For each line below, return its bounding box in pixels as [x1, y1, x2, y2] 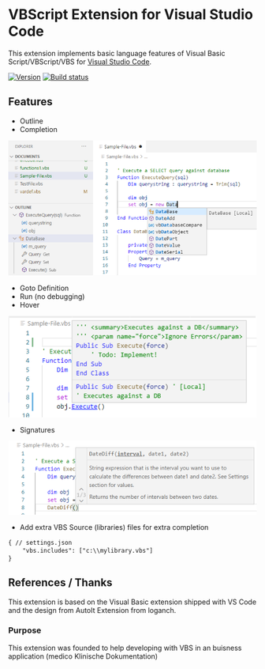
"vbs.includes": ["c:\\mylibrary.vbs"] [22, 546, 154, 554]
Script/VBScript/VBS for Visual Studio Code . [8, 57, 152, 66]
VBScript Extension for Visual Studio [8, 6, 254, 24]
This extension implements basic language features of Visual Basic [8, 48, 226, 58]
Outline [19, 116, 43, 126]
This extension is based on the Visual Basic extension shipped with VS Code [8, 597, 257, 607]
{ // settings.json [8, 539, 73, 546]
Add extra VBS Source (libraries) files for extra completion [19, 522, 209, 531]
